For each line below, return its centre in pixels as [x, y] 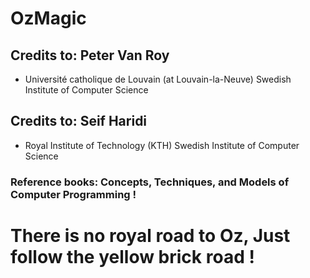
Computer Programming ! [73, 194]
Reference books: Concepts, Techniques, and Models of [150, 182]
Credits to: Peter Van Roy [90, 55]
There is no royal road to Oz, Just [150, 235]
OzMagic [48, 18]
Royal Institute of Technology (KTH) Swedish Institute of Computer [162, 145]
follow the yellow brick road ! [132, 256]
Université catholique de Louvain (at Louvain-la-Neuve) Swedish [158, 79]
